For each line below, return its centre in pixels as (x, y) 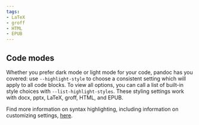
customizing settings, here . (40, 115)
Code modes (30, 58)
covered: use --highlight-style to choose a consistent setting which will (96, 79)
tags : (13, 12)
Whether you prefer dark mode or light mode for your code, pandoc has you (99, 72)
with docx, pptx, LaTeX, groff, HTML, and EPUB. (65, 97)
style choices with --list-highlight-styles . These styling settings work (95, 91)
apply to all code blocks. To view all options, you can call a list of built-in (95, 85)
